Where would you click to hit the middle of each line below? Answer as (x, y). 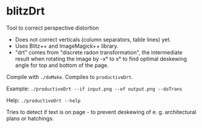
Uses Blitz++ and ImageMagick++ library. (67, 46)
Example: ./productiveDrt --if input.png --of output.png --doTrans (94, 88)
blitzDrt (26, 11)
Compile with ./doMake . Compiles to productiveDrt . (70, 77)
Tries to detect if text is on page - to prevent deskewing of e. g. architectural (101, 112)
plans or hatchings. (30, 118)
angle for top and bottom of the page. (62, 65)
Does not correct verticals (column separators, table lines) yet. (93, 39)
